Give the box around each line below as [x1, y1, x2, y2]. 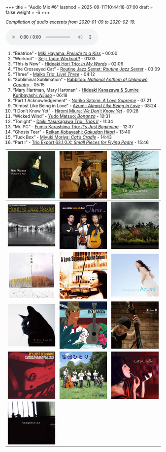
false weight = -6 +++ [5, 9, 50, 15]
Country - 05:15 [12, 82, 45, 88]
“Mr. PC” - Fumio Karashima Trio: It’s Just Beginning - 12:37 [12, 124, 134, 130]
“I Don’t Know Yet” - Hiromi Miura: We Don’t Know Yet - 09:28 [12, 108, 139, 114]
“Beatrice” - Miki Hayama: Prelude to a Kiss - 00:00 [12, 50, 118, 56]
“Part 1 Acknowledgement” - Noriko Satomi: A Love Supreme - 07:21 [12, 98, 152, 103]
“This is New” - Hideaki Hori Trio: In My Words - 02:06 [12, 61, 124, 67]
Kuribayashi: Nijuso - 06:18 [12, 92, 68, 98]
